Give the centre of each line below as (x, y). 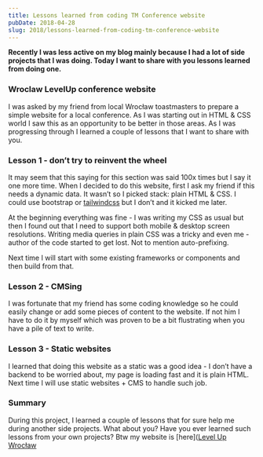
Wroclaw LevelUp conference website (82, 90)
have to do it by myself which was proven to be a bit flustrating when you (126, 320)
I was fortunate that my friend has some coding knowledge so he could (123, 304)
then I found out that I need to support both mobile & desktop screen (119, 225)
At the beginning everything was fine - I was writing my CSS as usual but (126, 218)
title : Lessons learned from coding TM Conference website (107, 15)
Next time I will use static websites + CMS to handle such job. (108, 382)
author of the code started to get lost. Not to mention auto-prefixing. (119, 242)
